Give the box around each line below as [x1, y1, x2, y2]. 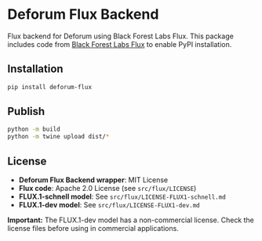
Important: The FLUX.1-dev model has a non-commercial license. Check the [7, 215, 254, 225]
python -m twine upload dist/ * [7, 133, 110, 141]
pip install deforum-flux [7, 83, 92, 91]
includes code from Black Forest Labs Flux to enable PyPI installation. [7, 39, 232, 49]
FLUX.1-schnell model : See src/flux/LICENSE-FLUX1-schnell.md [18, 192, 227, 201]
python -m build [7, 125, 60, 134]
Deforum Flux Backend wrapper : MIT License [18, 175, 169, 185]
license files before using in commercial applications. [7, 224, 180, 232]
